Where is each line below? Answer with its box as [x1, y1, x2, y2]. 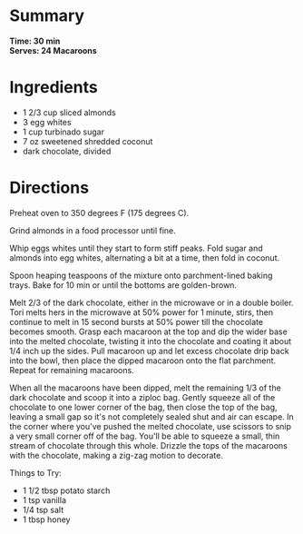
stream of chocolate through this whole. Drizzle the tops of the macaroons [9, 440, 288, 450]
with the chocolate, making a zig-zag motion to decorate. [9, 450, 224, 460]
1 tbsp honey [22, 514, 71, 525]
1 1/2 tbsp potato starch [22, 485, 111, 496]
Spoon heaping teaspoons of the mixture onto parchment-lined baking [9, 270, 273, 281]
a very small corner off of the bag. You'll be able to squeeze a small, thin [9, 430, 280, 441]
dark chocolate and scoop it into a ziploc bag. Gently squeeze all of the [9, 391, 276, 402]
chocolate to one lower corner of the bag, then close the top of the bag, [9, 401, 279, 412]
